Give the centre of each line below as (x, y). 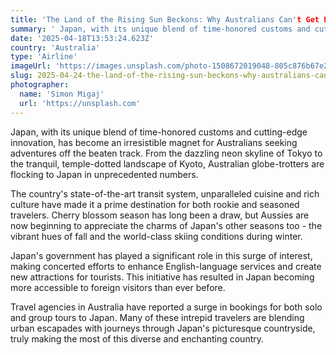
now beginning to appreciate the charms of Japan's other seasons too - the (166, 225)
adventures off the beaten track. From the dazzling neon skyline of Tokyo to (166, 153)
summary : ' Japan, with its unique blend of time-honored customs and (160, 29)
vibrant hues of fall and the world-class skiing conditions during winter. (156, 236)
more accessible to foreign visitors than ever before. (118, 287)
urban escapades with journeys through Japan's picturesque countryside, (163, 328)
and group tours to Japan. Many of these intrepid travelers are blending (157, 317)
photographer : (40, 85)
